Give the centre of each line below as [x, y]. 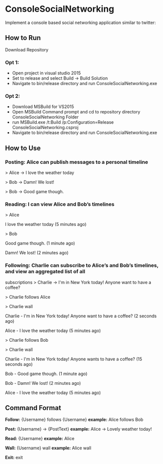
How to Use [23, 148]
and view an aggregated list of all [45, 271]
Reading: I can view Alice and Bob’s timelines [60, 204]
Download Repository [27, 49]
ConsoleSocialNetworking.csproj [45, 128]
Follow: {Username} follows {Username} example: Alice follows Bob [74, 420]
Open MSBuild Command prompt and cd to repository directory [76, 112]
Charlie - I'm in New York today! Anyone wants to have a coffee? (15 [74, 359]
